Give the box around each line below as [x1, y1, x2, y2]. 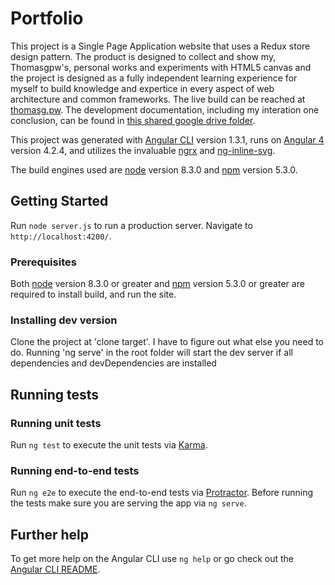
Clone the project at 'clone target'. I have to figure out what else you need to [10, 336, 325, 348]
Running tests [10, 386, 100, 403]
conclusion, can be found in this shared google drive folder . [10, 114, 256, 126]
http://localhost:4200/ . [10, 230, 112, 242]
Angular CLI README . [10, 563, 101, 576]
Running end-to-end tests [10, 463, 140, 477]
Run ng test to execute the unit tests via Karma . [10, 439, 208, 451]
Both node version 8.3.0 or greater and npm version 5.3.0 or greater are [10, 278, 305, 290]
